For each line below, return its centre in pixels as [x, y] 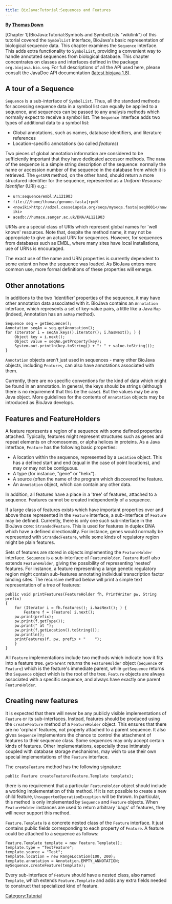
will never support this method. [38, 813]
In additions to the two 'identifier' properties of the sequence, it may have [83, 298]
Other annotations [35, 286]
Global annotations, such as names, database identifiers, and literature [87, 133]
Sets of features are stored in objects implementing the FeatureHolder [79, 552]
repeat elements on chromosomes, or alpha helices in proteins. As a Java [83, 442]
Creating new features [42, 701]
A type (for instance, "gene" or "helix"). [54, 474]
